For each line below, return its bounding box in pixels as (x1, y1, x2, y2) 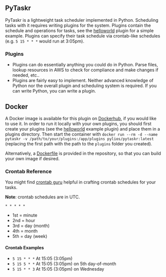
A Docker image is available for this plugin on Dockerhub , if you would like (5, 115, 157, 121)
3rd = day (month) (12, 223, 50, 229)
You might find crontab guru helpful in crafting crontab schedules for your (5, 179, 156, 185)
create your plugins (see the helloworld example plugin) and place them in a (5, 126, 160, 132)
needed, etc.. (12, 72, 40, 78)
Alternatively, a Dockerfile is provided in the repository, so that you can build (5, 150, 161, 156)
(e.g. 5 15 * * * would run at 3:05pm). (5, 38, 84, 44)
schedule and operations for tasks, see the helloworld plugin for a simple (5, 27, 154, 34)
